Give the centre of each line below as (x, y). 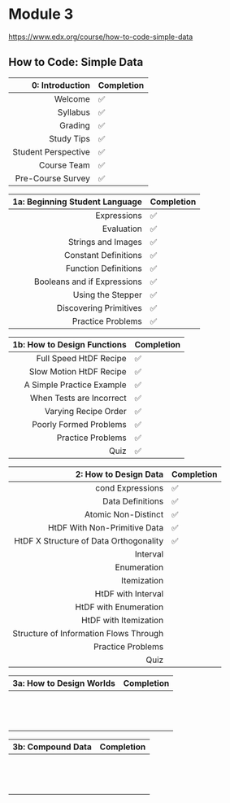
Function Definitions (104, 268)
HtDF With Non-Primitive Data (106, 527)
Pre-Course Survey (53, 178)
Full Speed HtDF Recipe (82, 358)
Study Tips (69, 138)
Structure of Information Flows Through (88, 633)
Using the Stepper (107, 295)
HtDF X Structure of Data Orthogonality (89, 540)
